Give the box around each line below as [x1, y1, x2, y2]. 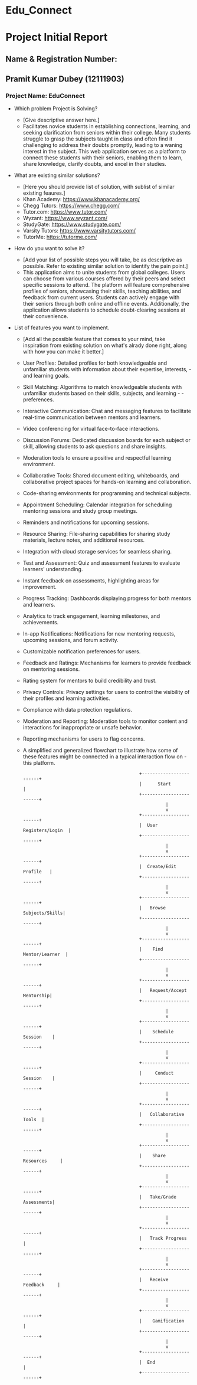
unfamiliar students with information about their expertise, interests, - [22, 366, 192, 373]
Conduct [155, 1070, 174, 1076]
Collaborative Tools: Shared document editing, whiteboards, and [22, 472, 179, 479]
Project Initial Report [5, 31, 108, 44]
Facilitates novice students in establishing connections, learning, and [22, 123, 191, 130]
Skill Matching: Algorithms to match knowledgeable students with [22, 384, 182, 391]
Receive [149, 1277, 169, 1283]
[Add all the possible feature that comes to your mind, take [22, 336, 166, 343]
